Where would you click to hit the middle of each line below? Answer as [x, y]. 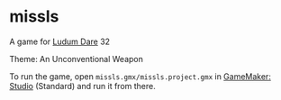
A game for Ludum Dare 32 [60, 41]
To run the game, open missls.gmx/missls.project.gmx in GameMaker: [140, 76]
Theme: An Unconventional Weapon [77, 59]
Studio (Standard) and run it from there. [82, 86]
